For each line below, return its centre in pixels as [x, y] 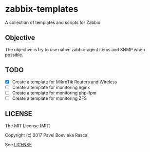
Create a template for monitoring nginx [51, 87]
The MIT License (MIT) [28, 126]
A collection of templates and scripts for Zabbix [53, 22]
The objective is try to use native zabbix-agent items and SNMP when [75, 49]
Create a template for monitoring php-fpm [54, 93]
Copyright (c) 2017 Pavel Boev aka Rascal [47, 135]
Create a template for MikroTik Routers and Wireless [65, 82]
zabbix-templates [42, 9]
